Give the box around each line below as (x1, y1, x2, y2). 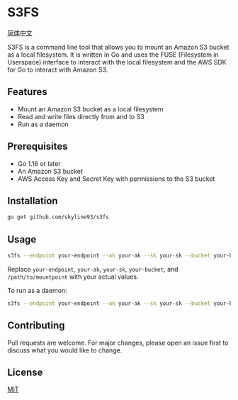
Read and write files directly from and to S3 (17, 112, 145, 121)
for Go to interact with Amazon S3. (7, 65, 108, 74)
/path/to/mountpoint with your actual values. (7, 272, 139, 281)
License (7, 367, 43, 379)
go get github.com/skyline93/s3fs (7, 213, 110, 221)
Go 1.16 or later (17, 159, 62, 167)
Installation (7, 194, 58, 206)
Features (7, 86, 47, 98)
